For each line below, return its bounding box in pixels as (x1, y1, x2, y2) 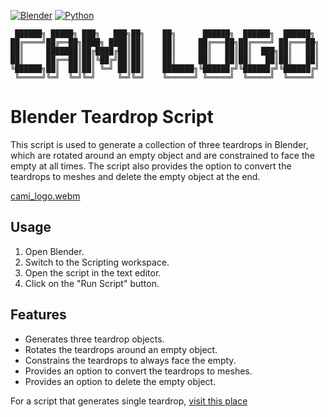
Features (10, 306, 67, 324)
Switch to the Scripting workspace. (24, 256, 170, 268)
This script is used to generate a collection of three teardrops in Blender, (10, 138, 309, 150)
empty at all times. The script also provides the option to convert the (10, 160, 292, 172)
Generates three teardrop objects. (24, 333, 165, 345)
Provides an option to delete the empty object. (24, 375, 217, 387)
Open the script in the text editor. (24, 266, 162, 279)
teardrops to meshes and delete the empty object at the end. (10, 170, 261, 182)
